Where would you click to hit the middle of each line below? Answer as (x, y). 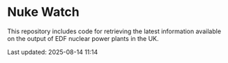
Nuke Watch (44, 12)
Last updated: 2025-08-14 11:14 (53, 52)
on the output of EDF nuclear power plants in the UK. (83, 38)
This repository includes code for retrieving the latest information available (114, 31)
